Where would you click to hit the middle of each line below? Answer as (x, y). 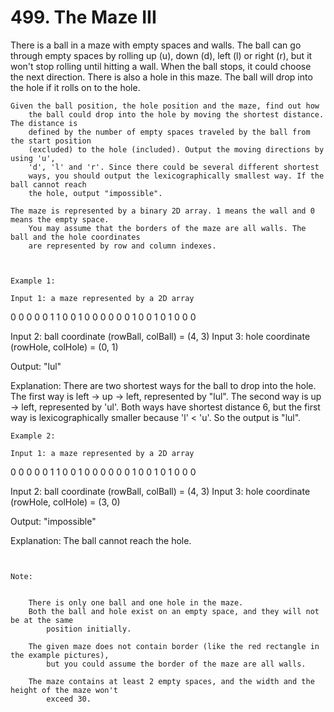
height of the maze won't (64, 690)
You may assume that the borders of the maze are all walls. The (167, 228)
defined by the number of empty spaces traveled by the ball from (169, 132)
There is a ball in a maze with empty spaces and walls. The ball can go (156, 45)
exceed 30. (69, 699)
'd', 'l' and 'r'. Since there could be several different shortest (174, 167)
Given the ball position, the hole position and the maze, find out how (165, 106)
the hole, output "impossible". (95, 193)
